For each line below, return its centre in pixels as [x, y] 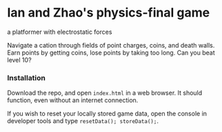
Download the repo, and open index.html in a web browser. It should [105, 93]
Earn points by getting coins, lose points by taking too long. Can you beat [111, 53]
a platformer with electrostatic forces [60, 32]
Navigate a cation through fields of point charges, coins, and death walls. [111, 45]
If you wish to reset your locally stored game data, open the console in [107, 114]
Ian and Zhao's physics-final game [109, 13]
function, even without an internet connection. [73, 100]
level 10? [20, 59]
